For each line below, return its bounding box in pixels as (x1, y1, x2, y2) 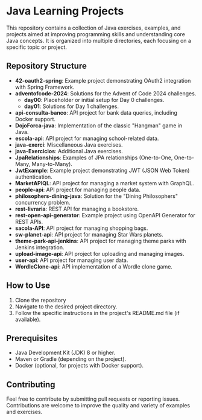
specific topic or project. (6, 43, 68, 51)
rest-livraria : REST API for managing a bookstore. (14, 205, 139, 212)
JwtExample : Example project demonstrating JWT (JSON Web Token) (14, 167, 190, 174)
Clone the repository (14, 296, 66, 304)
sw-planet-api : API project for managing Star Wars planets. (14, 231, 164, 238)
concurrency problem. (14, 199, 71, 206)
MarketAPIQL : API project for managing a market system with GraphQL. (14, 179, 194, 186)
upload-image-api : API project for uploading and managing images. (14, 250, 185, 257)
